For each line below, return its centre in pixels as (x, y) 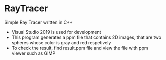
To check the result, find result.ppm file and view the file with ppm (80, 48)
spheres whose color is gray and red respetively (61, 42)
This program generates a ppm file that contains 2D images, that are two (86, 37)
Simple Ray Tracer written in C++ (39, 22)
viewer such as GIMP (34, 53)
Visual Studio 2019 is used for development (56, 32)
